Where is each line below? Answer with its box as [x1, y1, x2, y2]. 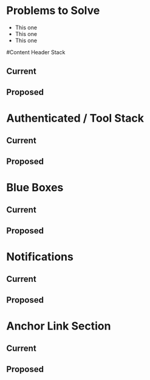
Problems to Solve [6, 4, 100, 18]
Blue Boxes [6, 180, 64, 194]
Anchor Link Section [6, 319, 111, 332]
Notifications [6, 250, 74, 264]
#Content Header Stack [6, 48, 66, 55]
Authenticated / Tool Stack [6, 111, 145, 125]
